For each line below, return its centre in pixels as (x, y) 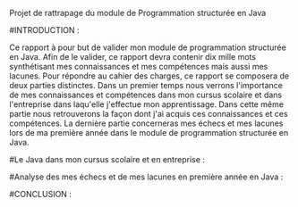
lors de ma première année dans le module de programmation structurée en (149, 132)
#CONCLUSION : (40, 194)
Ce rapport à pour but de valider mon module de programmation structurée (148, 47)
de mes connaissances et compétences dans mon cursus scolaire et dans (146, 95)
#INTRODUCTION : (44, 30)
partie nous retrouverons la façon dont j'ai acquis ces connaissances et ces (149, 114)
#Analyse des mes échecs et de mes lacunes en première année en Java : (146, 177)
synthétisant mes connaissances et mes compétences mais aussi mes (139, 66)
